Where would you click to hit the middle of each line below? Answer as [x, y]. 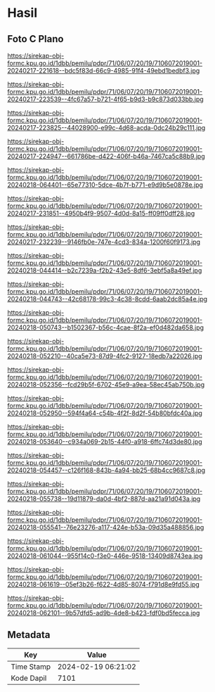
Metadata [29, 635]
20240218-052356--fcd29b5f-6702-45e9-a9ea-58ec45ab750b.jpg [106, 385]
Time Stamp [31, 667]
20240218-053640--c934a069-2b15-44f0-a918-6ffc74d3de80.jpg [105, 442]
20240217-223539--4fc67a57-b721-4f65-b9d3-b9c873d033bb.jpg [105, 99]
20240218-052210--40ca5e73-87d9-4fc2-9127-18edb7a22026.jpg [105, 356]
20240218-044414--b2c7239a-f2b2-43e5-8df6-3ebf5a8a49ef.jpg [105, 270]
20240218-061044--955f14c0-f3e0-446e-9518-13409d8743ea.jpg [105, 556]
